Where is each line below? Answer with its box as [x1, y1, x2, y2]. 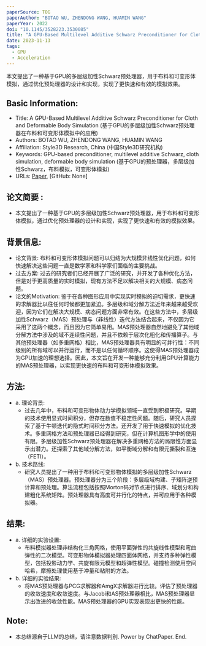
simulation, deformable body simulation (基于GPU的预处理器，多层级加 [15, 158, 195, 165]
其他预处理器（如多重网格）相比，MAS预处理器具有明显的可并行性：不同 [15, 339, 200, 346]
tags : [6, 44, 20, 50]
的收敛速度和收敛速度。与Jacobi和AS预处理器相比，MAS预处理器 [24, 589, 190, 597]
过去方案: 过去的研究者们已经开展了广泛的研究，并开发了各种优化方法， [15, 270, 196, 277]
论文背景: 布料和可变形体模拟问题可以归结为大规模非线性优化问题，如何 [15, 254, 196, 262]
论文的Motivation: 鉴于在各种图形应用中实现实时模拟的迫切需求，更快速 [15, 293, 196, 300]
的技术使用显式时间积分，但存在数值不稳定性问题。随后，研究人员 [24, 414, 191, 422]
